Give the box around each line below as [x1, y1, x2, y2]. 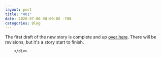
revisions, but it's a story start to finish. [5, 39, 84, 45]
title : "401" [5, 12, 32, 17]
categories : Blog [5, 20, 41, 26]
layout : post [5, 7, 32, 12]
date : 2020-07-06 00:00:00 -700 [5, 16, 71, 21]
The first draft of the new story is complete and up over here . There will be [5, 34, 157, 40]
